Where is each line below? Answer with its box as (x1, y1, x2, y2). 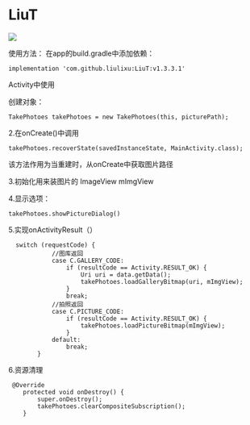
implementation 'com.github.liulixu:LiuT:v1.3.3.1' (8, 65, 185, 73)
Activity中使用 (8, 79, 55, 90)
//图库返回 (51, 249, 83, 257)
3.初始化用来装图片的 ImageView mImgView (8, 176, 154, 186)
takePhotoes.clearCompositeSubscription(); (37, 402, 185, 410)
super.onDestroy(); (37, 395, 103, 403)
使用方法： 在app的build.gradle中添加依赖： (8, 48, 155, 58)
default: (51, 335, 81, 344)
